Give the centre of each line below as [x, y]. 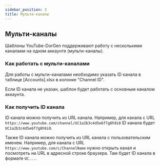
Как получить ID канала [35, 107]
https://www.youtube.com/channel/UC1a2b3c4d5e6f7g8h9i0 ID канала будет [80, 122]
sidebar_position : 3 [26, 10]
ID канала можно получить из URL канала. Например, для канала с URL [80, 118]
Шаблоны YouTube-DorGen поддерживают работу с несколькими [74, 46]
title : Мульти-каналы [27, 14]
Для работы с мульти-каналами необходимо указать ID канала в [73, 74]
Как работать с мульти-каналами [47, 64]
